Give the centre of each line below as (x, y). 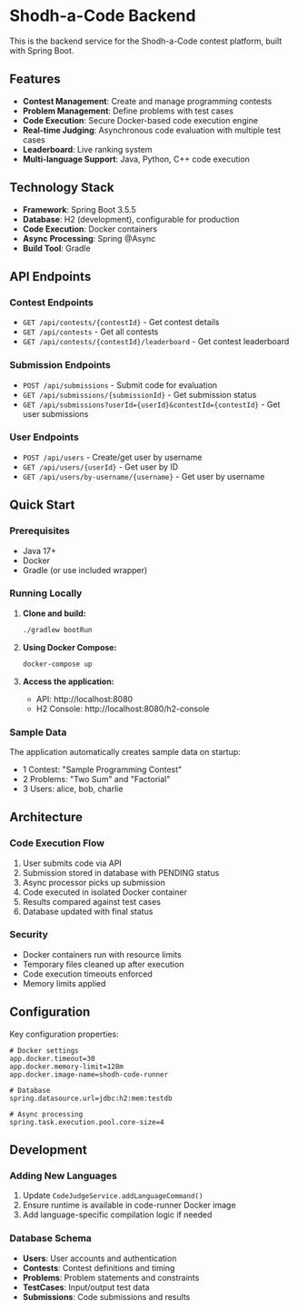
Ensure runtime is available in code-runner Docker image (129, 1206)
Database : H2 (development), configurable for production (131, 219)
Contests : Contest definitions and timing (99, 1267)
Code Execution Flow (57, 843)
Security (29, 935)
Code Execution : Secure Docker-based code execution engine (140, 120)
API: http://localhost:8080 (84, 699)
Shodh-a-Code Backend (103, 16)
